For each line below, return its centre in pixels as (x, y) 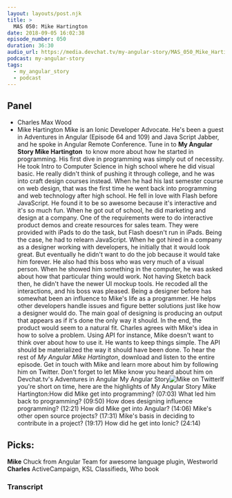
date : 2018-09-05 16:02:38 (46, 33)
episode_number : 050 (37, 39)
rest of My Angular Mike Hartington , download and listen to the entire (116, 357)
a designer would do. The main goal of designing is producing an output (120, 313)
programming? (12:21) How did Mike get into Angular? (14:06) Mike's (114, 409)
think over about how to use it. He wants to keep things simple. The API (119, 343)
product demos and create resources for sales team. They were (108, 225)
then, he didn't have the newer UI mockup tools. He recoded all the (113, 284)
